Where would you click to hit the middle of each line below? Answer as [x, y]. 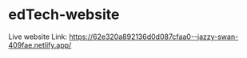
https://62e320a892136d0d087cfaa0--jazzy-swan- [154, 37]
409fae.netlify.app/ [40, 44]
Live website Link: [38, 37]
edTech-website [64, 15]
